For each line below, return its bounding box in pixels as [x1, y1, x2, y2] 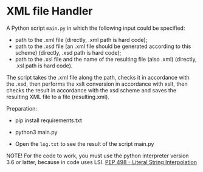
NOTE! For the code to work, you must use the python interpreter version [6, 152, 190, 159]
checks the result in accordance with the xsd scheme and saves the [6, 86, 177, 94]
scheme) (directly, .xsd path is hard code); [15, 49, 122, 56]
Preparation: [6, 105, 38, 112]
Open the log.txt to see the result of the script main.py [15, 140, 154, 147]
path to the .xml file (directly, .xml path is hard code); [15, 36, 148, 43]
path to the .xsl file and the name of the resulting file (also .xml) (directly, [15, 55, 198, 63]
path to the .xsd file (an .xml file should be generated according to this [15, 43, 191, 50]
